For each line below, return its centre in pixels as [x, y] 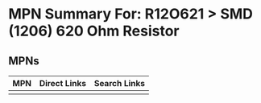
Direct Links [63, 83]
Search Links [120, 83]
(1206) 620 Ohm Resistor [94, 31]
